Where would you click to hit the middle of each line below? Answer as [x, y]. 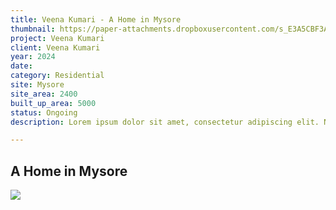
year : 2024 [33, 57]
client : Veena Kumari [55, 47]
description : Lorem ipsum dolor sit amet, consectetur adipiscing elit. [165, 122]
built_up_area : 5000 [53, 103]
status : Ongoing [44, 112]
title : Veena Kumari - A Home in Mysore [96, 19]
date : [21, 66]
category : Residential [57, 76]
